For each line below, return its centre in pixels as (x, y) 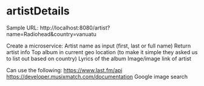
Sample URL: (22, 28)
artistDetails (38, 11)
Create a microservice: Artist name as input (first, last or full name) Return (99, 46)
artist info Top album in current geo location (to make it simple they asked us (102, 52)
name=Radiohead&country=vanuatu (51, 34)
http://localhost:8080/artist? (75, 28)
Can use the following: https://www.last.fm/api (64, 70)
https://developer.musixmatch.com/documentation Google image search (97, 76)
